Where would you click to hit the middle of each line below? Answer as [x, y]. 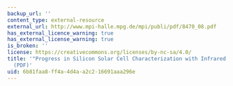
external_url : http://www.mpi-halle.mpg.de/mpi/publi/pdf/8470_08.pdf [112, 26]
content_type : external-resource [56, 20]
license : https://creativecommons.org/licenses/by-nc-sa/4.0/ [99, 53]
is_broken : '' [28, 46]
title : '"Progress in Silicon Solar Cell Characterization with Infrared [117, 59]
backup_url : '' [29, 14]
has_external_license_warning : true [60, 40]
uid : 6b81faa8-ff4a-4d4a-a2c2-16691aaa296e [72, 71]
